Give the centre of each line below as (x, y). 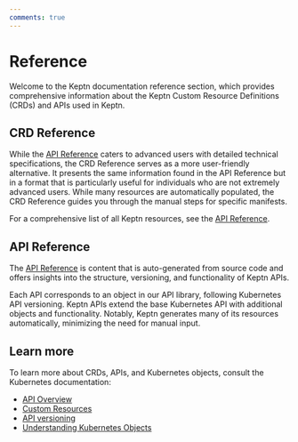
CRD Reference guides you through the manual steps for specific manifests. (148, 202)
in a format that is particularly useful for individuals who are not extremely (145, 182)
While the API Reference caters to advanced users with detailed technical (144, 154)
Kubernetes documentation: (60, 382)
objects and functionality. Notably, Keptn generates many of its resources (144, 314)
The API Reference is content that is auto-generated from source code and (146, 269)
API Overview (47, 399)
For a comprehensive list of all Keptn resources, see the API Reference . (140, 219)
